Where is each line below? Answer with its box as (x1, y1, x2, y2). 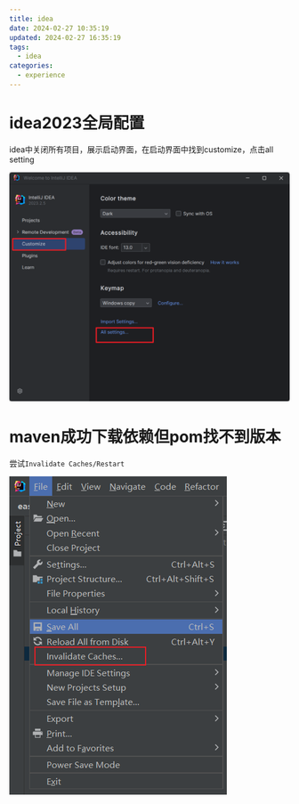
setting (9, 154, 35, 165)
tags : (9, 43, 29, 52)
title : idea (9, 14, 53, 23)
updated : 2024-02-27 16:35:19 (9, 33, 122, 42)
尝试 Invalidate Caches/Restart (9, 458, 125, 468)
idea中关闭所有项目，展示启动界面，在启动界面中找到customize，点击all (9, 143, 274, 155)
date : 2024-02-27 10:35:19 (9, 23, 109, 33)
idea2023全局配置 (9, 113, 145, 134)
